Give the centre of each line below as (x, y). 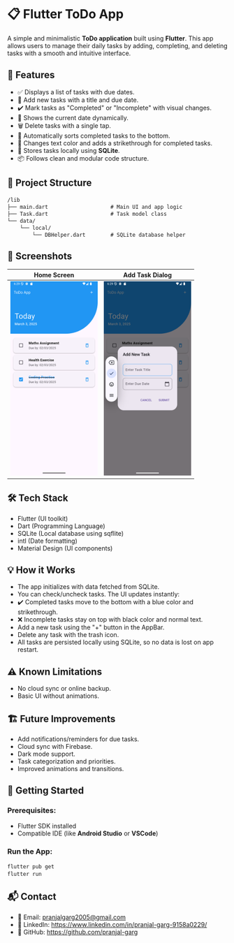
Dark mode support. (46, 754)
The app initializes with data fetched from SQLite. (88, 587)
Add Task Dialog (148, 275)
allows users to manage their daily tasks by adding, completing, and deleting (117, 45)
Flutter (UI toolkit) (43, 518)
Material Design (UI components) (65, 548)
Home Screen (54, 275)
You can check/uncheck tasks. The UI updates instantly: (98, 594)
